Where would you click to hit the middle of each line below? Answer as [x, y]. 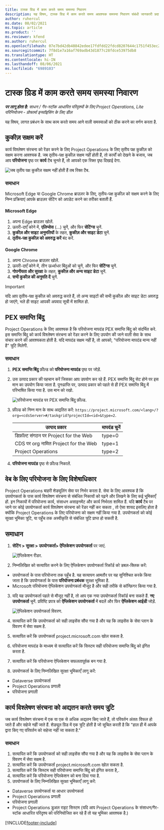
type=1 [110, 443]
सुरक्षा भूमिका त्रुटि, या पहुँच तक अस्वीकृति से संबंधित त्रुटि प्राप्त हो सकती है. [62, 518]
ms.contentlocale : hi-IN [30, 60]
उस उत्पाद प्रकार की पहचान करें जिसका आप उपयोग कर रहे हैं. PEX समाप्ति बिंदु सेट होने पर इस [85, 379]
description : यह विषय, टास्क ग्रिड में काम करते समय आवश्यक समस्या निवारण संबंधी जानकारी [79, 14]
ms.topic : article [24, 28]
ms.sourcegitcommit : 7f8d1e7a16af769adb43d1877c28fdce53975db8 [71, 50]
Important [15, 287]
